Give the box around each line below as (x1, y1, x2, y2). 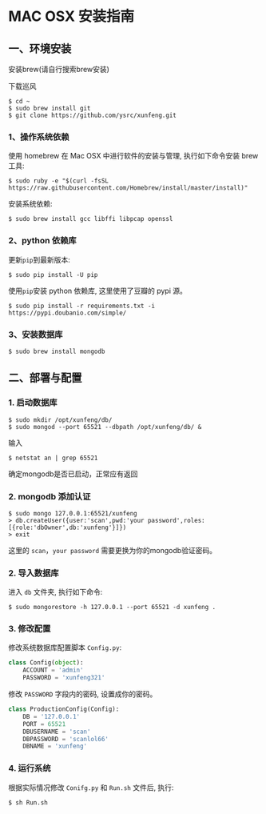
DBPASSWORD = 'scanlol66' (22, 735, 109, 743)
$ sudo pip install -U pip (8, 271, 98, 279)
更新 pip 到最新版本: (8, 255, 70, 264)
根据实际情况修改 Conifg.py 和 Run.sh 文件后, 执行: (8, 782, 174, 792)
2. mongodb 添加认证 (8, 491, 91, 502)
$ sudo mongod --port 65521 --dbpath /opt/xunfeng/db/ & (8, 423, 202, 431)
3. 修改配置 (8, 624, 51, 635)
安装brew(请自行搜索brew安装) (8, 65, 110, 74)
